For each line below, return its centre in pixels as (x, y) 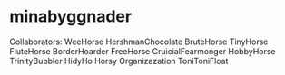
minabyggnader (71, 17)
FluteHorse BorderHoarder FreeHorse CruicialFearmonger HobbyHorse (142, 51)
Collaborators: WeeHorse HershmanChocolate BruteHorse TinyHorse (139, 42)
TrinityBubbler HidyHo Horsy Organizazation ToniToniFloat (119, 61)
